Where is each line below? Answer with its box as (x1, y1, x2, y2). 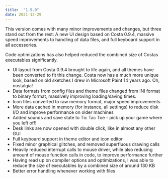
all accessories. (5, 42, 38, 48)
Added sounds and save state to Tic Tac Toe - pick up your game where (12, 114, 162, 120)
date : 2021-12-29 (5, 12, 42, 17)
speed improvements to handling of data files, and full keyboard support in (5, 36, 160, 43)
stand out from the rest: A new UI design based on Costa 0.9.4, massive (5, 31, 154, 37)
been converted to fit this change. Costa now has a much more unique (12, 72, 159, 78)
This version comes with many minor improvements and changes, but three (5, 26, 162, 32)
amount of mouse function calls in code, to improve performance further (12, 151, 163, 158)
